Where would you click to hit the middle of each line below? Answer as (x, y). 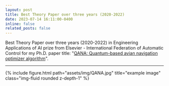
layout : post (19, 10)
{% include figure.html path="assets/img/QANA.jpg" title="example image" (83, 73)
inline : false (20, 24)
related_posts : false (28, 28)
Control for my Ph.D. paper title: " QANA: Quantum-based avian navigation (81, 53)
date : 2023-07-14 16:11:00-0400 (39, 19)
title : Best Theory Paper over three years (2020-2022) (65, 14)
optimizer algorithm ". (27, 58)
